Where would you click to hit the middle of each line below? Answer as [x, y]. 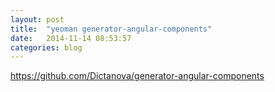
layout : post [37, 19]
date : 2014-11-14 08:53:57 [71, 38]
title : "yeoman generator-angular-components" [111, 29]
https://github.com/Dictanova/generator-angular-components [137, 76]
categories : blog [46, 47]
